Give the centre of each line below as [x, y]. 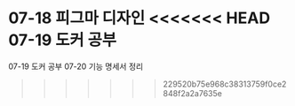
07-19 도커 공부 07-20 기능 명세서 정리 [76, 66]
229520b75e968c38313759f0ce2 [225, 84]
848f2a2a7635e [193, 93]
